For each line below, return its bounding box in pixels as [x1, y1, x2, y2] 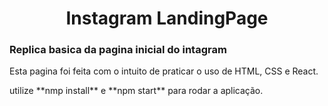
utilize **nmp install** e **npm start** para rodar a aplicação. [9, 85, 264, 97]
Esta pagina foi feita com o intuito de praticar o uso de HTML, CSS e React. [9, 65, 319, 77]
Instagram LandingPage [65, 7, 269, 30]
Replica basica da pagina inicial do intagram [9, 43, 227, 57]
